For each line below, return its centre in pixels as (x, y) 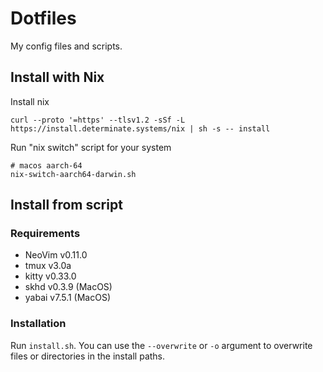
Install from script (66, 205)
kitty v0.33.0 (50, 276)
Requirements (45, 234)
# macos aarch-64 (46, 165)
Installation (38, 324)
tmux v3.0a (48, 266)
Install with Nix (57, 77)
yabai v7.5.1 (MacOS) (68, 298)
